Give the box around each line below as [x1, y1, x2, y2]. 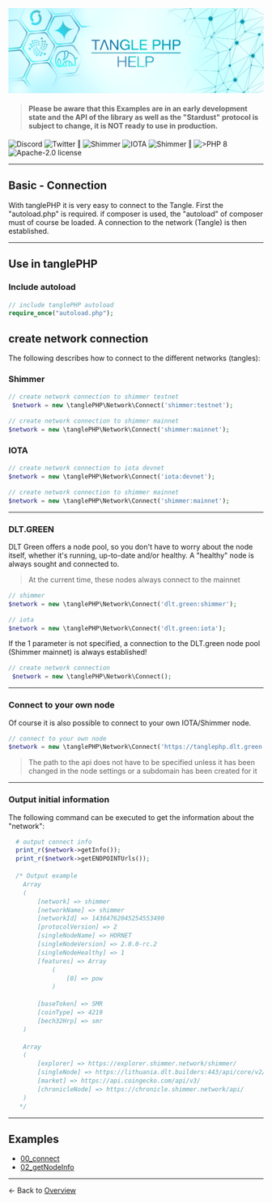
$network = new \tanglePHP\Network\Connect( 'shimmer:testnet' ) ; [11, 402, 233, 410]
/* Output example [15, 872, 79, 880]
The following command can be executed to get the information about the [8, 812, 254, 822]
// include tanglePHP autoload [8, 300, 114, 309]
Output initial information [8, 794, 110, 806]
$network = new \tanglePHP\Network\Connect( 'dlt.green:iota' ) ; [8, 624, 227, 632]
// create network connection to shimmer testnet [8, 393, 180, 401]
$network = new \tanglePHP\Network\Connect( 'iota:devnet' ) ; [8, 473, 216, 481]
